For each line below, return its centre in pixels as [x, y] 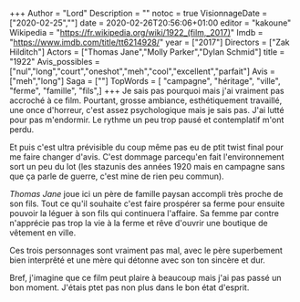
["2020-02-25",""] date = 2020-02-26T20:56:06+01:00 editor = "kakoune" [150, 23]
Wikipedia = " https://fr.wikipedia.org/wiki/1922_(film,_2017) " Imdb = [136, 32]
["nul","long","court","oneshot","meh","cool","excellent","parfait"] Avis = [143, 71]
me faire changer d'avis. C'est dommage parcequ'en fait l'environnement [147, 157]
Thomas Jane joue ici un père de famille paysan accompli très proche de [146, 194]
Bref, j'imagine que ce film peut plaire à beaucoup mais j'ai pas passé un [145, 278]
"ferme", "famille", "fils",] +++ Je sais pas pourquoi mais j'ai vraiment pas [147, 91]
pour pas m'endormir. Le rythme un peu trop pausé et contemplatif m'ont [147, 120]
